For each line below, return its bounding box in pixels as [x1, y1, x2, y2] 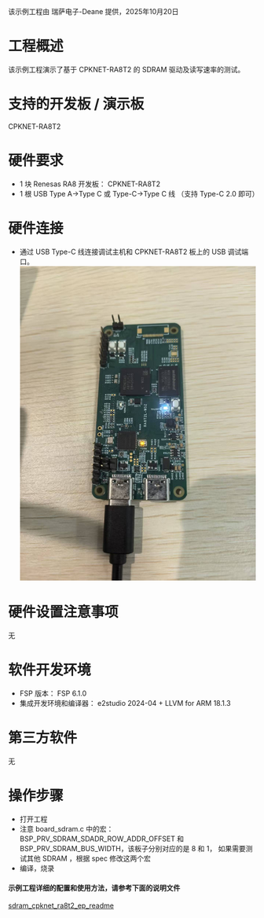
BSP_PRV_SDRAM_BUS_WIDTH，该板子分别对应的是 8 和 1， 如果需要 [19, 843, 246, 853]
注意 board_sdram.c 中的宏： [19, 824, 114, 833]
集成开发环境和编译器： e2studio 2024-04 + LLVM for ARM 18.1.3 [19, 699, 231, 708]
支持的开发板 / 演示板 [8, 95, 145, 113]
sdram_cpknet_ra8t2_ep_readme [8, 901, 114, 910]
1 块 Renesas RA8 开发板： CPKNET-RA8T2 [19, 179, 161, 189]
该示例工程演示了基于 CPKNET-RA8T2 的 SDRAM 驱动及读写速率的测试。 [8, 64, 245, 74]
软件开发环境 [8, 661, 92, 679]
